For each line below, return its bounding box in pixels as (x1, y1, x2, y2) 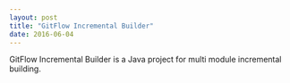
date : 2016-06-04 (9, 29, 74, 38)
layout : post (9, 12, 58, 22)
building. (9, 63, 42, 74)
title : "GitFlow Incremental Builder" (9, 21, 154, 30)
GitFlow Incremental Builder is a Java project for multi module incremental (9, 54, 282, 65)
